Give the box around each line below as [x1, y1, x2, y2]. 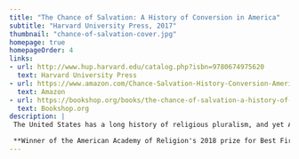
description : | [9, 112, 66, 121]
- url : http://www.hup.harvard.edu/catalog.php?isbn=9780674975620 [9, 63, 265, 72]
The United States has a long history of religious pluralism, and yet [12, 121, 285, 130]
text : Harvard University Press [17, 71, 138, 80]
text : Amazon [17, 87, 66, 96]
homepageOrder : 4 [9, 46, 74, 55]
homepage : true [9, 37, 66, 47]
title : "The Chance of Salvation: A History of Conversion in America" [9, 12, 280, 22]
